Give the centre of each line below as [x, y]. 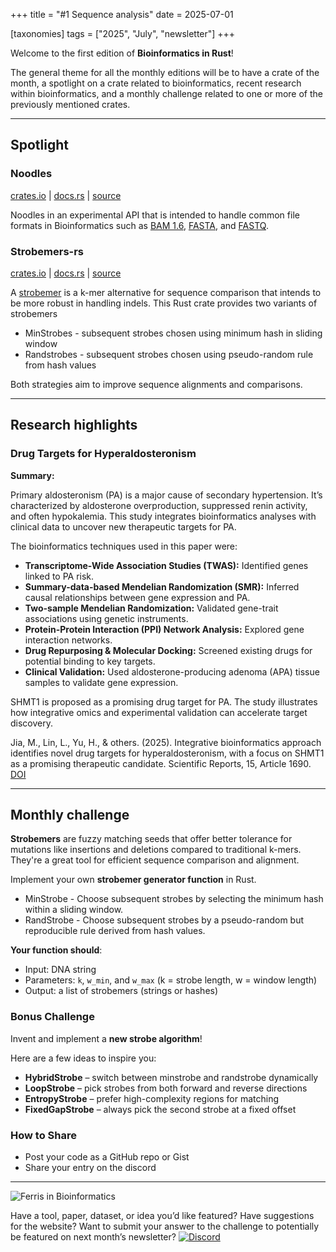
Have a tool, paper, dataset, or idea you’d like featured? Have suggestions [162, 1216]
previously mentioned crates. [70, 104]
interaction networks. [68, 640]
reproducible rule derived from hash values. [115, 931]
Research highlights [74, 425]
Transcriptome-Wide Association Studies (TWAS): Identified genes [166, 565]
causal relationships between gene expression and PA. [137, 597]
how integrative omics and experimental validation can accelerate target [159, 712]
